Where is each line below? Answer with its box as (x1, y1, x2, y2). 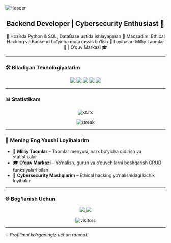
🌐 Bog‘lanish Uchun (5, 195, 56, 202)
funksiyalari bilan (12, 167, 49, 173)
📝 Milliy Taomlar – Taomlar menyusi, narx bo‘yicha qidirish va (12, 148, 141, 154)
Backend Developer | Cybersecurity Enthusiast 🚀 (6, 19, 165, 28)
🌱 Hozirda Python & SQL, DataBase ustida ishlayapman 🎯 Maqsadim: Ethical (6, 33, 165, 39)
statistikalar (12, 153, 37, 160)
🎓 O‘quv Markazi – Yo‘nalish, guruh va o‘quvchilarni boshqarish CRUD (12, 159, 162, 166)
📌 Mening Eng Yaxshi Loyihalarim (5, 137, 89, 144)
